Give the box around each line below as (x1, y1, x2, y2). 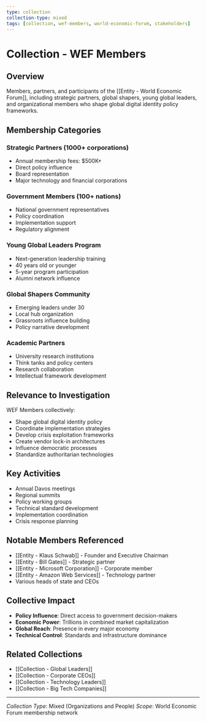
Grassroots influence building (15, 317, 90, 324)
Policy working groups (15, 498, 72, 505)
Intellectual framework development (15, 372, 107, 379)
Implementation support (15, 219, 77, 227)
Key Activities (6, 468, 61, 479)
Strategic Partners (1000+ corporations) (6, 143, 129, 152)
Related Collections (6, 649, 83, 659)
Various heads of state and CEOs (15, 578, 99, 585)
